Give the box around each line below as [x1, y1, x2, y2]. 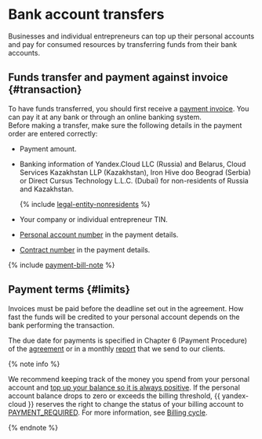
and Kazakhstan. [19, 184, 75, 194]
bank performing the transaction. [8, 320, 115, 330]
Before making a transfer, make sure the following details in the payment [8, 120, 242, 130]
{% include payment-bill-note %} [8, 260, 115, 270]
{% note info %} [8, 359, 60, 368]
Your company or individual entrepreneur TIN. [19, 214, 169, 224]
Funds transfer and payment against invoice [8, 71, 229, 84]
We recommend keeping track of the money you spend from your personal [8, 374, 249, 383]
